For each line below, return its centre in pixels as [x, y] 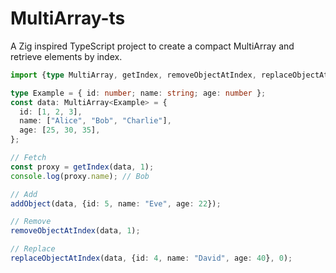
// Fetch [28, 158]
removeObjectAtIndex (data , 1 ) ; [75, 231]
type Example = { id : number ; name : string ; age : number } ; [138, 93]
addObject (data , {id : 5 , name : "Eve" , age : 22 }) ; [116, 203]
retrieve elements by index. [66, 56]
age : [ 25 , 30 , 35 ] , [60, 130]
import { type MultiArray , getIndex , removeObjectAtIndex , [133, 75]
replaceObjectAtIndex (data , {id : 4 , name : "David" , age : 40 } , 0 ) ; [151, 258]
